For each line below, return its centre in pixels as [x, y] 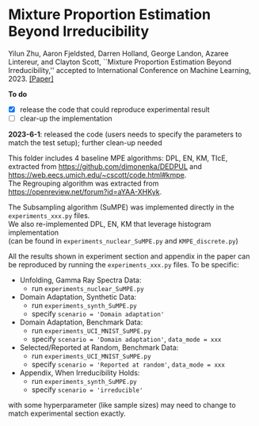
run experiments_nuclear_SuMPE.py [88, 289]
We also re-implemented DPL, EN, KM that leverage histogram [110, 225]
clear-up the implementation [66, 118]
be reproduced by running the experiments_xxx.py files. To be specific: [124, 265]
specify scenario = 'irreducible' [87, 390]
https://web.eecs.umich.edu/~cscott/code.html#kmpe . [97, 175]
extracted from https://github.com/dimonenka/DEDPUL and [105, 167]
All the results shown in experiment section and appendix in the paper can [129, 256]
